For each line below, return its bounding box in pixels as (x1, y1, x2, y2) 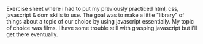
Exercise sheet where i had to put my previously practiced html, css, (6, 5, 179, 12)
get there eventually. (6, 31, 58, 38)
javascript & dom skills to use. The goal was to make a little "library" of (6, 11, 185, 19)
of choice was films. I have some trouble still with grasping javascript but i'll (6, 24, 197, 31)
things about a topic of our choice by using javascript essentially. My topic (6, 18, 194, 25)
